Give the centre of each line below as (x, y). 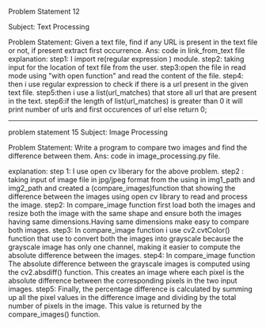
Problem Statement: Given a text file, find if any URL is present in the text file (133, 42)
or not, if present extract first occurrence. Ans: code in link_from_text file (127, 50)
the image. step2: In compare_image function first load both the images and (132, 205)
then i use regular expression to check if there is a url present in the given (128, 84)
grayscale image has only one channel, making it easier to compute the (124, 247)
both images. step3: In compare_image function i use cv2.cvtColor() (119, 230)
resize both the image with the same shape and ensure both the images (125, 213)
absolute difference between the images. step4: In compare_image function (132, 255)
